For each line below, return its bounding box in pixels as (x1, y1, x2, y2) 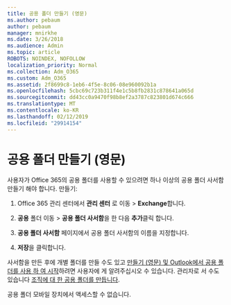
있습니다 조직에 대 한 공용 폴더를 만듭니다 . (7, 275, 120, 284)
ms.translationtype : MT (7, 101, 76, 107)
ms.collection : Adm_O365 (7, 68, 79, 75)
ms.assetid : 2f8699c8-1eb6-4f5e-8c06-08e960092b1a (7, 81, 157, 88)
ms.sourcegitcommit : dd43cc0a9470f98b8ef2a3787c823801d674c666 (7, 94, 194, 101)
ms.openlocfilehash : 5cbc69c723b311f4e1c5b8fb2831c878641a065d (7, 87, 194, 94)
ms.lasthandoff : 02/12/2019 (7, 113, 89, 120)
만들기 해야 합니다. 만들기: (7, 184, 78, 193)
